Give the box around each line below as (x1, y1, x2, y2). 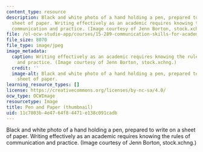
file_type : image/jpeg (6, 43, 63, 49)
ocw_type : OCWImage (6, 93, 56, 99)
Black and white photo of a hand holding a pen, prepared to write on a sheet (6, 126, 196, 133)
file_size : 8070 (6, 37, 47, 43)
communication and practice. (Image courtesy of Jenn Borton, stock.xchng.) (6, 139, 197, 147)
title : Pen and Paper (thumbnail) (6, 104, 94, 110)
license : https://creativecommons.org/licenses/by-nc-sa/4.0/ (6, 87, 166, 93)
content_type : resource (6, 8, 66, 15)
